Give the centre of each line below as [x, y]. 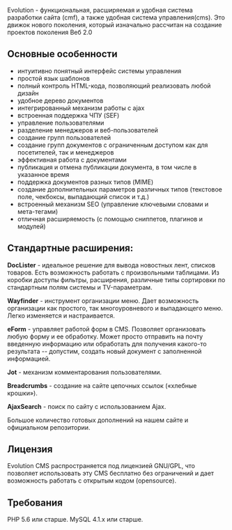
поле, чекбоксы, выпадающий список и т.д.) [83, 196]
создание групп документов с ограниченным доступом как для [113, 145]
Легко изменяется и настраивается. [61, 315]
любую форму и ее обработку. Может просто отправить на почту [105, 336]
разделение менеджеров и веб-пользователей [88, 130]
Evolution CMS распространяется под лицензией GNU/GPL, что [101, 466]
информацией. [29, 359]
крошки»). [23, 393]
